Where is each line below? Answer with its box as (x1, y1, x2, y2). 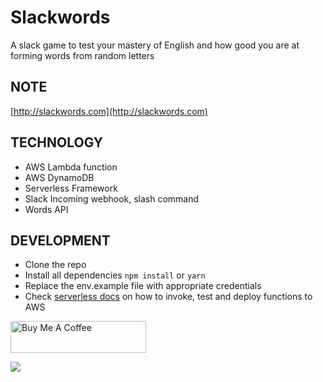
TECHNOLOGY (10, 134, 104, 151)
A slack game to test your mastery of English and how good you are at (10, 39, 300, 51)
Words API (24, 203, 69, 215)
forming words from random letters (10, 49, 155, 61)
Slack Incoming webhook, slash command (24, 192, 200, 205)
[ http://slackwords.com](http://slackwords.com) (10, 105, 208, 117)
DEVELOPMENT (10, 232, 111, 249)
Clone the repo (24, 259, 87, 271)
